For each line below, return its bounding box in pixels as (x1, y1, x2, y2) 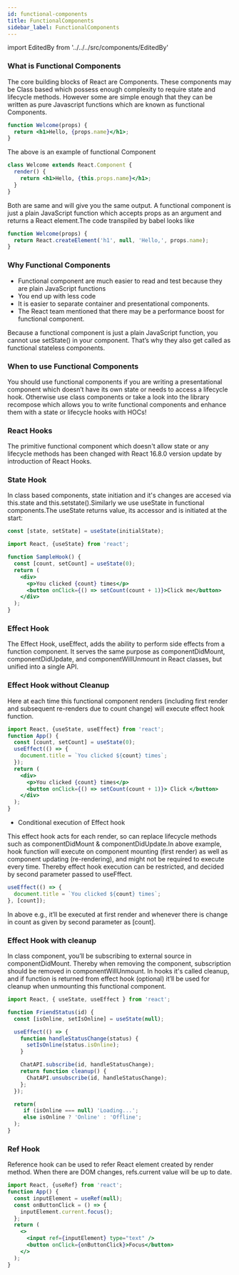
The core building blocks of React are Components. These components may (7, 77, 232, 86)
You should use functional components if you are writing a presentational (7, 377, 223, 386)
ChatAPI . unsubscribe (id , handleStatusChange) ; (26, 1074, 168, 1081)
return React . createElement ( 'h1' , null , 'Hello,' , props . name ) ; (14, 236, 209, 244)
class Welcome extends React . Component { (7, 161, 133, 169)
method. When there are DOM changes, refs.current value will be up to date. (7, 1168, 233, 1176)
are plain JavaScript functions (17, 284, 106, 293)
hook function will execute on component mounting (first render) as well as (7, 847, 228, 856)
